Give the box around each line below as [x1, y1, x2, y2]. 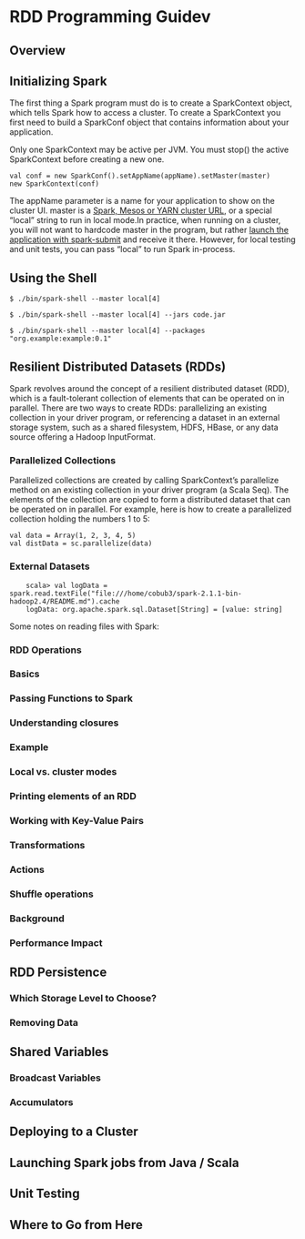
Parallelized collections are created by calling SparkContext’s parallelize [9, 475, 280, 486]
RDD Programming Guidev [9, 6, 211, 27]
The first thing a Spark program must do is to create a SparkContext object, [9, 97, 293, 108]
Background [9, 912, 66, 925]
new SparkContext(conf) [9, 179, 100, 188]
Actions [9, 863, 46, 876]
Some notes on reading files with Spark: [9, 621, 159, 632]
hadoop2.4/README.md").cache [9, 596, 120, 606]
